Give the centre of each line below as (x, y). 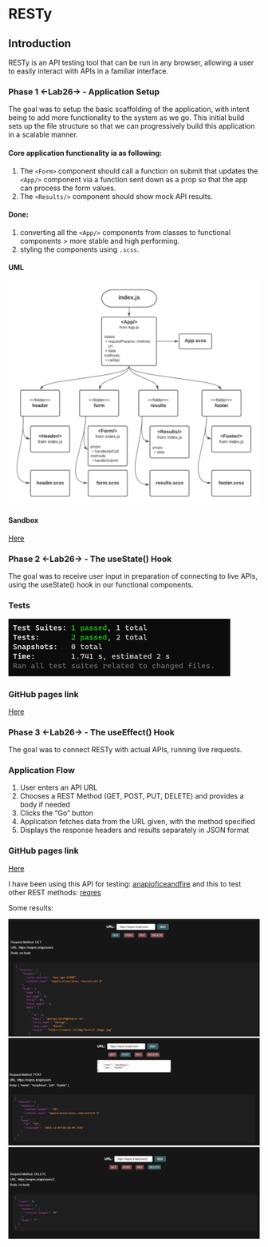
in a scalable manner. (43, 135)
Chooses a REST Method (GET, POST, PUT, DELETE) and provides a (132, 796)
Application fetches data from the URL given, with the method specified (137, 822)
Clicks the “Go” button (57, 813)
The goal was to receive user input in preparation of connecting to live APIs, (133, 576)
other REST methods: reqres (55, 892)
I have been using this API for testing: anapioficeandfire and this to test (125, 883)
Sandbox (24, 520)
